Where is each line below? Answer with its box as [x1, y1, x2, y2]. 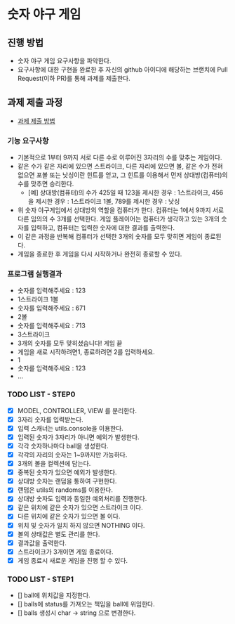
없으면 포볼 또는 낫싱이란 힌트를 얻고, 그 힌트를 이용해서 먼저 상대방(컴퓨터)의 [17, 171, 228, 179]
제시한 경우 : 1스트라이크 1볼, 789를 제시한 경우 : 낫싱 [35, 197, 180, 206]
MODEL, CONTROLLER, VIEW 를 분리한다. [17, 406, 137, 415]
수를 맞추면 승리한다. [17, 180, 74, 188]
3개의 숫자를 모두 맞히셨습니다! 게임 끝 [17, 339, 123, 348]
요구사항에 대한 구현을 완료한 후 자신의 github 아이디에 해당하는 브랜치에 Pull [17, 65, 228, 74]
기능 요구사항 [7, 136, 49, 145]
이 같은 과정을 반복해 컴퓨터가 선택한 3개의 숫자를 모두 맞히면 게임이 [17, 233, 203, 241]
